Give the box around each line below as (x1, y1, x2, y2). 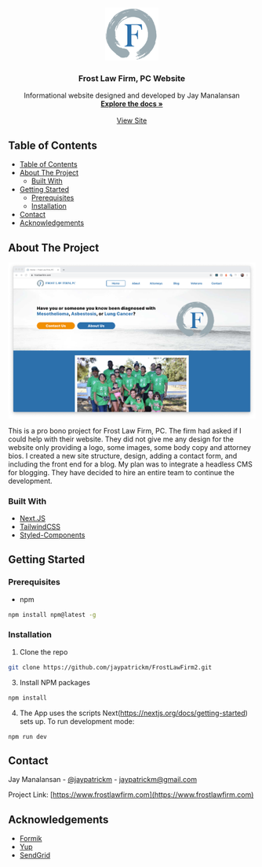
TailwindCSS (19, 522, 61, 531)
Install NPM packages (19, 677, 90, 687)
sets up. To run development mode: (19, 716, 135, 726)
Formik (19, 834, 42, 843)
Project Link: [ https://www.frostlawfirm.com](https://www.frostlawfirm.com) (8, 790, 254, 799)
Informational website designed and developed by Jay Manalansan (23, 90, 241, 101)
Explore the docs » (100, 99, 163, 109)
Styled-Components (19, 530, 86, 540)
